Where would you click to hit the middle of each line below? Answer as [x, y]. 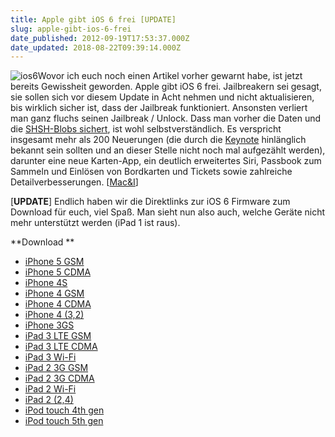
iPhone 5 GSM [54, 262]
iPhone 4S [46, 283]
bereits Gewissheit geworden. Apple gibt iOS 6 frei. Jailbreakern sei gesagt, [166, 87]
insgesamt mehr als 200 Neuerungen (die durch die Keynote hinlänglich [158, 140]
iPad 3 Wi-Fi [50, 357]
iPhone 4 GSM [54, 293]
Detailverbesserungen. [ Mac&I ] [74, 182]
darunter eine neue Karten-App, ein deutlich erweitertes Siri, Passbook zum [166, 161]
